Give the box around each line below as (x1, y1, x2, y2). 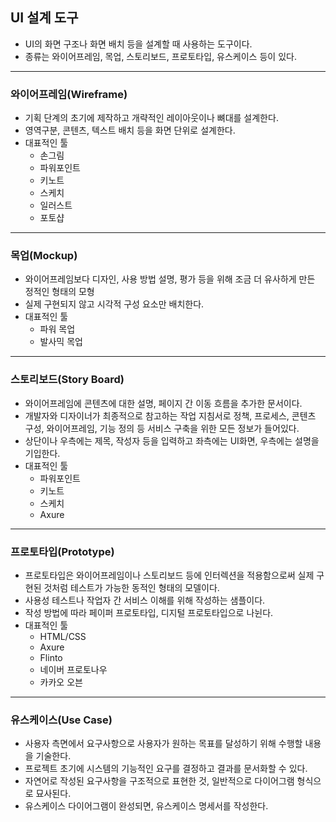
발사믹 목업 (39, 336, 83, 348)
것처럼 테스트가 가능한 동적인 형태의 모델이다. (43, 582, 220, 593)
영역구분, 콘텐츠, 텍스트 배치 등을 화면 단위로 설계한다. (24, 124, 236, 137)
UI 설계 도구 (10, 9, 79, 27)
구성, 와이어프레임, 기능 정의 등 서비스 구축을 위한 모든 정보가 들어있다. (24, 422, 300, 434)
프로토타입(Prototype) (10, 544, 115, 558)
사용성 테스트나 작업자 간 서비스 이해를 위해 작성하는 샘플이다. (24, 594, 266, 606)
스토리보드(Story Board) (10, 373, 125, 387)
